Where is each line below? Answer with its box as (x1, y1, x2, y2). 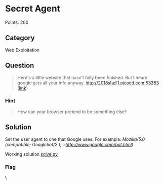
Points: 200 (5, 19, 29, 25)
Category (5, 34, 35, 42)
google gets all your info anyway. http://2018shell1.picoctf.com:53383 (17, 80, 159, 86)
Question (5, 62, 34, 70)
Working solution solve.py (5, 151, 58, 157)
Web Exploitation (5, 47, 40, 53)
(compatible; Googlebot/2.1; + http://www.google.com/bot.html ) (5, 141, 134, 147)
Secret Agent (5, 3, 61, 14)
